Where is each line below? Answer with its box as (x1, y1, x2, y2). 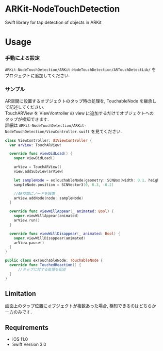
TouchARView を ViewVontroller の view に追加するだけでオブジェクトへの (5, 110, 154, 116)
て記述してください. (5, 104, 45, 110)
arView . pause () (14, 240, 45, 245)
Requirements (5, 323, 49, 332)
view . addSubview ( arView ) (14, 169, 64, 174)
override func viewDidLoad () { (9, 151, 73, 156)
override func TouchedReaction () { (9, 263, 81, 267)
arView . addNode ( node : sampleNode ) (14, 196, 83, 201)
